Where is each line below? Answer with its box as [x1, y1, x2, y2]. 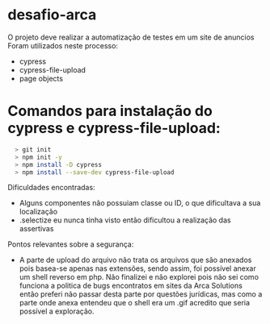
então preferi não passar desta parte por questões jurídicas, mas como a [19, 289, 263, 299]
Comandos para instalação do [7, 102, 213, 120]
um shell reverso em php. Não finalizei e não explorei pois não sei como [19, 272, 259, 282]
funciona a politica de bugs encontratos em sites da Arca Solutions [19, 280, 243, 291]
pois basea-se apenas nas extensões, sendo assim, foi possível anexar [19, 264, 256, 273]
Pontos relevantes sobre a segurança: [7, 239, 134, 249]
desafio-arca [7, 6, 97, 24]
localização [19, 207, 58, 217]
